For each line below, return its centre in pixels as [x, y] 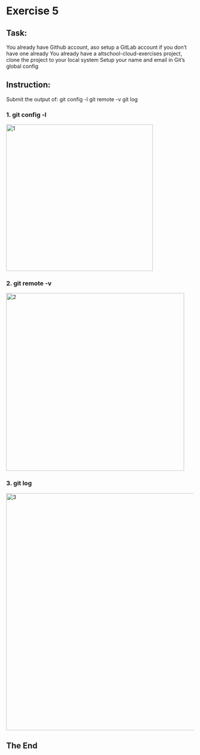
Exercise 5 [32, 11]
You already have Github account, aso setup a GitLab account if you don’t [96, 47]
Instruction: [28, 85]
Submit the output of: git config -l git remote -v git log [72, 99]
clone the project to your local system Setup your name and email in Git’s [96, 60]
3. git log [19, 483]
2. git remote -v [29, 283]
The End [22, 746]
